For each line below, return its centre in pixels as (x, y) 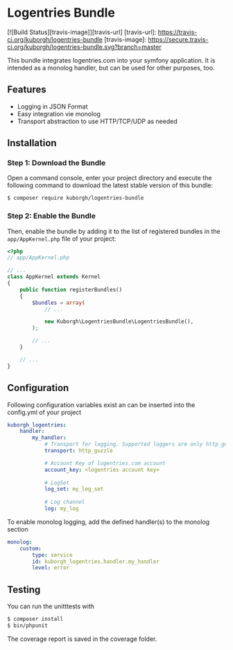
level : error (51, 568)
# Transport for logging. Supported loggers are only (123, 444)
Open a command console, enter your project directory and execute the (110, 178)
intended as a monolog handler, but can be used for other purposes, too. (111, 68)
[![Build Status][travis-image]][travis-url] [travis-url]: (82, 32)
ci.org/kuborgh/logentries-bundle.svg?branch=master (84, 47)
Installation (32, 143)
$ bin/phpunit (28, 625)
